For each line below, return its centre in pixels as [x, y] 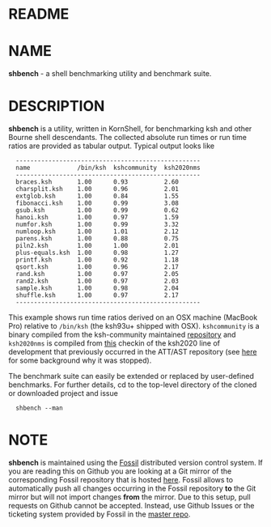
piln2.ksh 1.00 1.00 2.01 [97, 246]
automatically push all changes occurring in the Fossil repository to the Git [132, 488]
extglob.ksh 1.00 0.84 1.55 [97, 196]
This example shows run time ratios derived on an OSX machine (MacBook [133, 317]
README [39, 14]
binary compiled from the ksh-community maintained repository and [122, 335]
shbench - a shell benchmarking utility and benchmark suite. [110, 74]
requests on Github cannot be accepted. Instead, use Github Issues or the [131, 506]
